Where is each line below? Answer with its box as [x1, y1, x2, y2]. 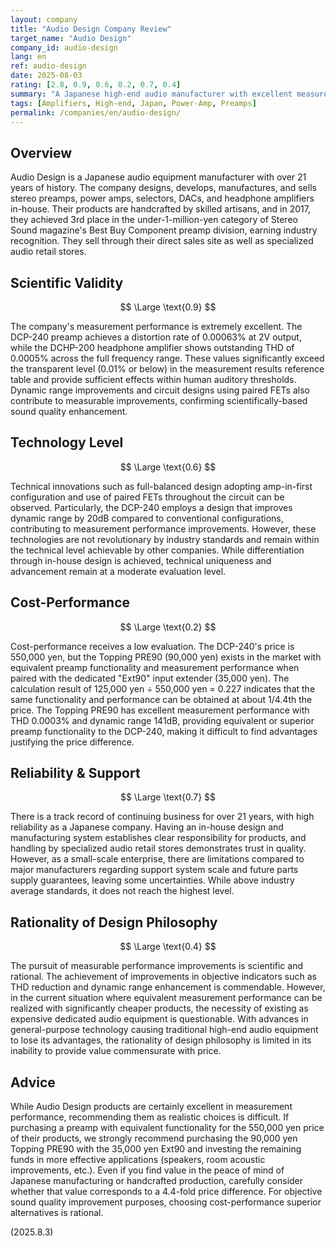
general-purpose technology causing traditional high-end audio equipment [10, 1024, 319, 1036]
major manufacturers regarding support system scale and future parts [10, 864, 299, 876]
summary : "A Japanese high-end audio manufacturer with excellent [10, 89, 293, 99]
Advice [10, 1074, 56, 1091]
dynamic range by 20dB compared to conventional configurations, [10, 512, 284, 524]
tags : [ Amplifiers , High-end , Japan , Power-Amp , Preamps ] [10, 98, 257, 108]
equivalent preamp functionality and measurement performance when [10, 661, 300, 673]
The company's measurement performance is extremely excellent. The [10, 321, 303, 332]
